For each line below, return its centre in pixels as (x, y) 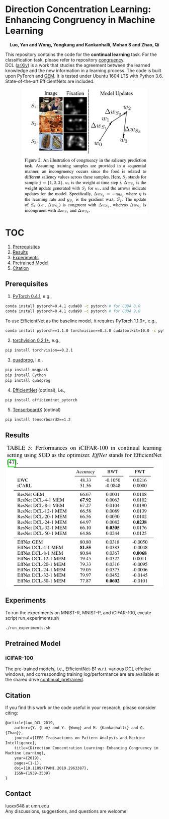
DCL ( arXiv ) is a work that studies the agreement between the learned (78, 65)
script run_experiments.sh (32, 618)
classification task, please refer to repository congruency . (65, 60)
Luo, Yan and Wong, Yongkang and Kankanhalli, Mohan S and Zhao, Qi (84, 44)
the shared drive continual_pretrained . (45, 680)
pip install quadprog (28, 380)
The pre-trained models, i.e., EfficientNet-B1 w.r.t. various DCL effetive (78, 669)
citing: (12, 713)
